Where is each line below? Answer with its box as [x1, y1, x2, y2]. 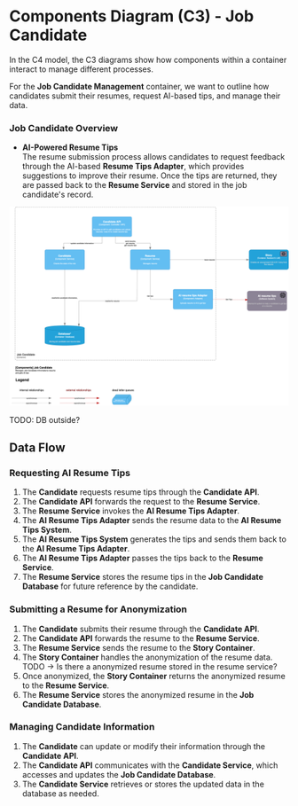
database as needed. [21, 787, 99, 799]
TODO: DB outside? [9, 414, 81, 425]
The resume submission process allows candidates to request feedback [21, 152, 286, 162]
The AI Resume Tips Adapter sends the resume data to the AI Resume [21, 515, 282, 526]
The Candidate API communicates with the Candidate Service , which [21, 760, 278, 771]
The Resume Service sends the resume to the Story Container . [21, 642, 255, 653]
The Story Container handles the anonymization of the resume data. [21, 652, 273, 662]
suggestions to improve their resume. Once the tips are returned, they [21, 170, 278, 181]
